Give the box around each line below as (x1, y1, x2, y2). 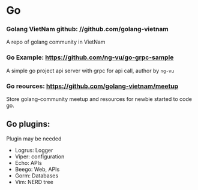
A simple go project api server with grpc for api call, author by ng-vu (6, 67, 175, 74)
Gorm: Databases (14, 171, 59, 179)
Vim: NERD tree (14, 178, 54, 185)
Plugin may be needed (6, 135, 62, 142)
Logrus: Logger (14, 146, 53, 154)
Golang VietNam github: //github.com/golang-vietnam (6, 25, 169, 33)
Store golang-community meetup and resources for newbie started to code (6, 96, 192, 103)
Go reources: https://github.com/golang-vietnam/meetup (6, 82, 179, 90)
